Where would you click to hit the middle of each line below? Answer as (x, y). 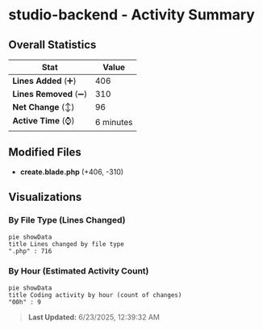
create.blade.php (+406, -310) (71, 172)
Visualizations (45, 197)
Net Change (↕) (44, 107)
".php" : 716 (30, 251)
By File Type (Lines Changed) (67, 220)
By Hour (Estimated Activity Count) (79, 271)
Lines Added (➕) (44, 81)
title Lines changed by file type (67, 244)
